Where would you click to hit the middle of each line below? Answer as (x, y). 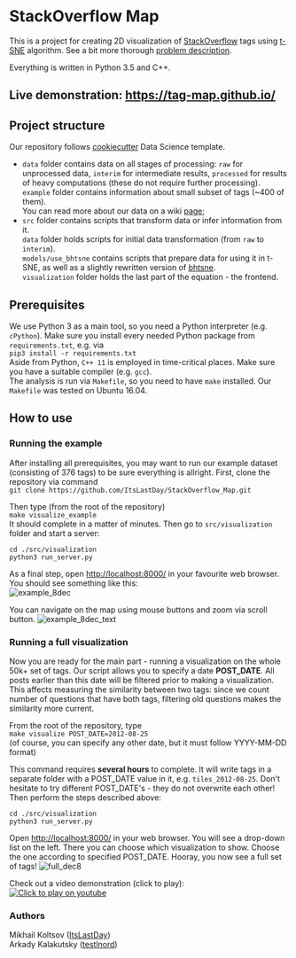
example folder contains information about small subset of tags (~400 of (153, 192)
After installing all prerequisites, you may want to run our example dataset (144, 463)
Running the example (56, 443)
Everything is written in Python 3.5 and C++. (90, 67)
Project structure (57, 125)
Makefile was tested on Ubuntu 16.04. (78, 390)
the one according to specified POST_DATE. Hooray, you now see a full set (145, 856)
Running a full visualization (69, 642)
